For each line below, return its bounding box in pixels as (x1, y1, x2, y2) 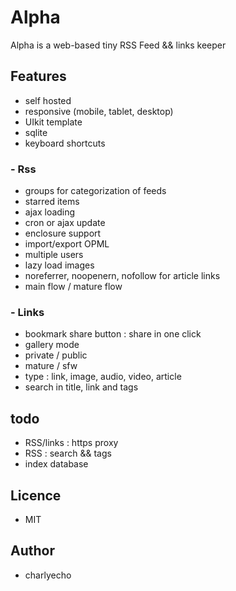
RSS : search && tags (24, 447, 112, 460)
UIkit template (24, 116, 83, 128)
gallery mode (24, 339, 80, 351)
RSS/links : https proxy (24, 437, 119, 449)
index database (24, 458, 89, 470)
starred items (24, 196, 80, 208)
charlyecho (24, 569, 72, 581)
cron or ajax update (24, 217, 106, 229)
